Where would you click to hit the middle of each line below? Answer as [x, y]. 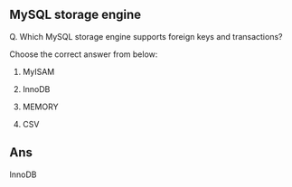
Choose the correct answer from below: [84, 54]
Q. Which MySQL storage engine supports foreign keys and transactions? [146, 36]
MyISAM [38, 71]
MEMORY [40, 107]
